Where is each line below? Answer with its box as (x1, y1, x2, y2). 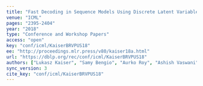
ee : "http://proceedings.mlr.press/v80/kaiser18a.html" (6, 48, 150, 55)
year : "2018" (6, 25, 39, 32)
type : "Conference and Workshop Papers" (6, 31, 110, 38)
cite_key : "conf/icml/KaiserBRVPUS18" (6, 71, 104, 77)
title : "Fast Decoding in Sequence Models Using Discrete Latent (6, 8, 174, 15)
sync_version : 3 (6, 65, 47, 71)
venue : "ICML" (6, 15, 42, 21)
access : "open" (6, 37, 45, 43)
